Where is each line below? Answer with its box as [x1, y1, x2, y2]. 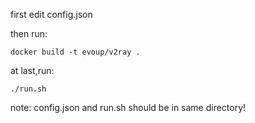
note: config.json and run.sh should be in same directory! [10, 102, 247, 113]
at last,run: [10, 65, 55, 76]
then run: [10, 28, 48, 39]
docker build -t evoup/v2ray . [10, 47, 141, 57]
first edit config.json [10, 9, 93, 20]
